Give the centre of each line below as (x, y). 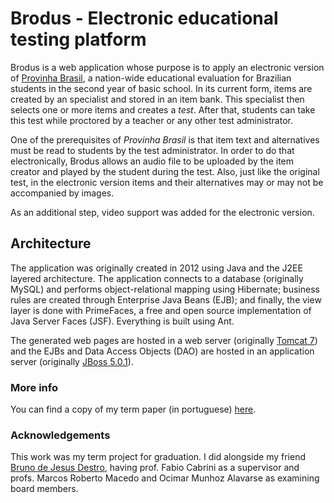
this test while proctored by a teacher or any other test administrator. (151, 120)
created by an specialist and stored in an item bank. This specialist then (157, 99)
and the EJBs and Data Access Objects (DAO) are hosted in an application (162, 351)
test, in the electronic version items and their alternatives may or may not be (167, 182)
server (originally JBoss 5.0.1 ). (72, 361)
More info (34, 387)
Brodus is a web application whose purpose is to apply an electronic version (167, 67)
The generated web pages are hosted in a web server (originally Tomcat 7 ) (164, 340)
